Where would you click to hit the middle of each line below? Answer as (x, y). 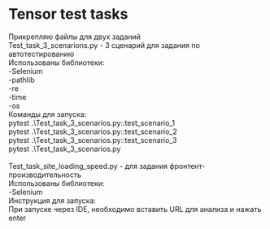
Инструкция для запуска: (52, 201)
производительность (45, 175)
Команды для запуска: (48, 114)
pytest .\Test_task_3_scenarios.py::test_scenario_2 (93, 132)
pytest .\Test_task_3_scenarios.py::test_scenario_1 (92, 123)
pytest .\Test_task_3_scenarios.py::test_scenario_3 (93, 140)
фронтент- (187, 166)
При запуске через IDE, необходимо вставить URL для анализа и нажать (135, 209)
